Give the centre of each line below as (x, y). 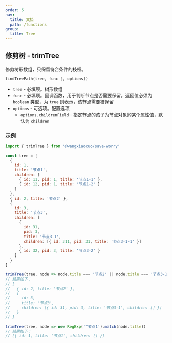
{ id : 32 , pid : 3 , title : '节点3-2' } (60, 251)
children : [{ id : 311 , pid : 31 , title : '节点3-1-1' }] (83, 241)
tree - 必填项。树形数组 (38, 89)
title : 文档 (22, 19)
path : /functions (28, 24)
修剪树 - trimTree (33, 56)
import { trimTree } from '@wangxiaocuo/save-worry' (63, 146)
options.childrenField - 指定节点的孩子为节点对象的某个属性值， (89, 114)
